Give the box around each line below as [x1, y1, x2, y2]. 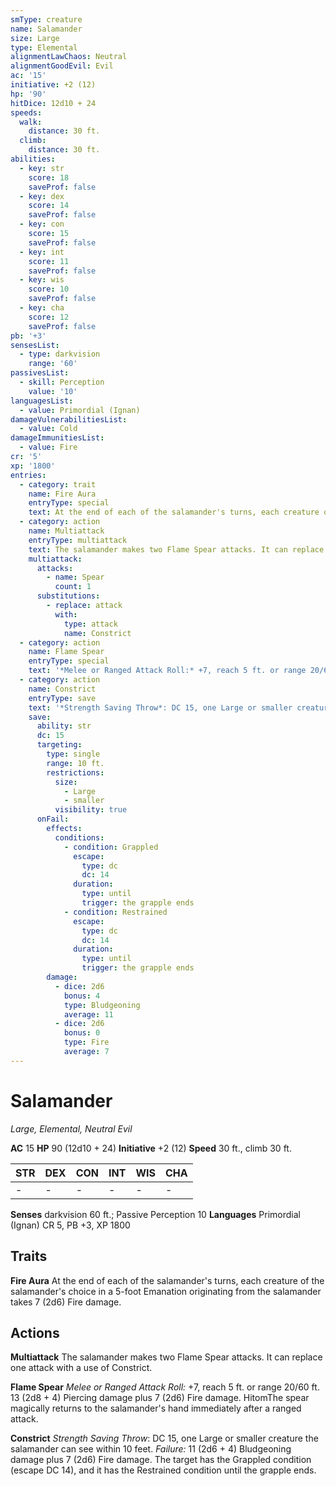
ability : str [36, 721, 92, 731]
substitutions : [36, 591, 101, 601]
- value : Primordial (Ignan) [19, 405, 141, 415]
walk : [19, 117, 43, 127]
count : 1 [54, 582, 92, 592]
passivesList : [10, 368, 70, 378]
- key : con [19, 219, 65, 230]
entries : [10, 470, 47, 480]
